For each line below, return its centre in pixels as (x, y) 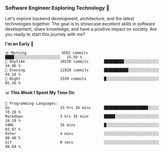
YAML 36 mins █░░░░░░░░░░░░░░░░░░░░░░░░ (82, 125)
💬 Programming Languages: (31, 104)
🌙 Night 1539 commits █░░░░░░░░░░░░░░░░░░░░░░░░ (82, 79)
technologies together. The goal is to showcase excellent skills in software (80, 24)
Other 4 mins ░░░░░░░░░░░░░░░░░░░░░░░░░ (82, 134)
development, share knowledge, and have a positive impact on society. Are (81, 29)
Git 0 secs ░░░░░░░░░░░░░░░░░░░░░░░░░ (82, 143)
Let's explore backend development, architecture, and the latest (70, 19)
